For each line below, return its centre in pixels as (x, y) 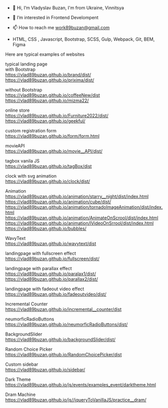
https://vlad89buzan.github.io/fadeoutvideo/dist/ (56, 294)
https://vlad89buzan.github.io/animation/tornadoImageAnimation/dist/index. (84, 207)
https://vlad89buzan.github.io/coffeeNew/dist (53, 95)
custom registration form (31, 131)
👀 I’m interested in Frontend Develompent (56, 17)
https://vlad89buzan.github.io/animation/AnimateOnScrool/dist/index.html (82, 218)
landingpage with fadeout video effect (45, 289)
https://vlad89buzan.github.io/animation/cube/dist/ (58, 202)
